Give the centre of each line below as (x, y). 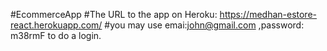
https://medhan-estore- (268, 14)
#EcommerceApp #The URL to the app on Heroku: (114, 14)
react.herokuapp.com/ (56, 25)
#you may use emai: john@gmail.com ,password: (204, 25)
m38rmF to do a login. (56, 35)
